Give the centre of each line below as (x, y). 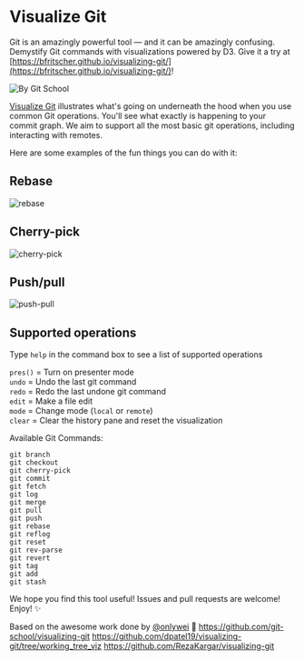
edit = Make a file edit (51, 401)
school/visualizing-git (50, 636)
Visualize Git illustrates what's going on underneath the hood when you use (151, 105)
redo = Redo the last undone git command (88, 392)
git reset (28, 543)
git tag (24, 566)
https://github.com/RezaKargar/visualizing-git (189, 646)
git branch (30, 455)
